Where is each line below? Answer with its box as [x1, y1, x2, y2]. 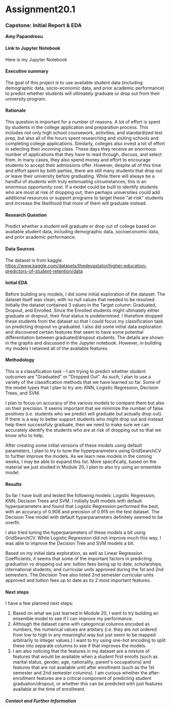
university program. [5, 95, 47, 102]
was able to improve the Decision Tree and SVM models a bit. [5, 540, 135, 547]
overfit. [5, 520, 20, 526]
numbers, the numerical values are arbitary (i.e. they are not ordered [12, 626, 157, 632]
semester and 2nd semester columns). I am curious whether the [12, 670, 148, 676]
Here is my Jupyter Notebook [5, 56, 67, 62]
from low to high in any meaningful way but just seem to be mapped [12, 632, 156, 638]
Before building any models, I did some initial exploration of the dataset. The [5, 291, 165, 297]
